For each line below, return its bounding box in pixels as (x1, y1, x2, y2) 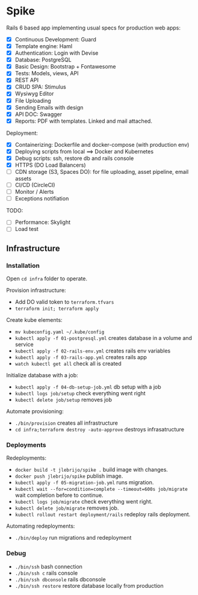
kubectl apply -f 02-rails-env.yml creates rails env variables (14, 347, 171, 354)
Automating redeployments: (6, 522, 75, 530)
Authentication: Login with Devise (14, 49, 99, 57)
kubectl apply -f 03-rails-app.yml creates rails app (14, 354, 147, 361)
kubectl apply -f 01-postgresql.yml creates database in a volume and (14, 334, 193, 342)
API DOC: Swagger (14, 110, 62, 118)
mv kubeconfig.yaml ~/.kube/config (14, 329, 105, 335)
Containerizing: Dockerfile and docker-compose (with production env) (14, 141, 190, 148)
